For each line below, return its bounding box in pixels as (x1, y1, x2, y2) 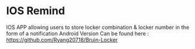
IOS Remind (6, 4, 66, 18)
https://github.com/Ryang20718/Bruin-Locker (6, 36, 118, 43)
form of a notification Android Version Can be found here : (6, 30, 149, 37)
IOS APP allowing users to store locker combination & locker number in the (6, 24, 190, 31)
